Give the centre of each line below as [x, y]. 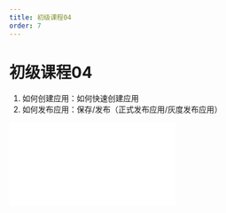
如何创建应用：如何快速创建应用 [80, 99]
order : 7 [25, 26]
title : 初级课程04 [41, 17]
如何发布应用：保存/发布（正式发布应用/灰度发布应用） [122, 110]
